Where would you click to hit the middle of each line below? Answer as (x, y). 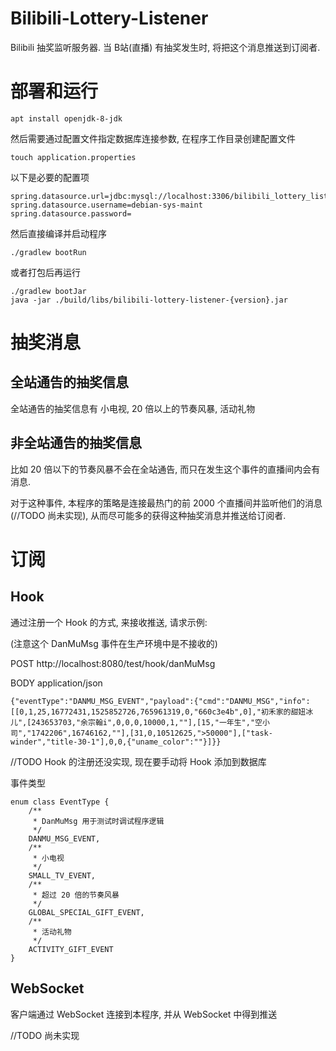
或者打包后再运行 (45, 272)
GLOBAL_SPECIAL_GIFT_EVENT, (86, 912)
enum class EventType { (60, 802)
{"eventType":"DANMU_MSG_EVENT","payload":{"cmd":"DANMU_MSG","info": (160, 701)
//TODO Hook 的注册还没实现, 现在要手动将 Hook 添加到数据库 (138, 761)
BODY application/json (56, 683)
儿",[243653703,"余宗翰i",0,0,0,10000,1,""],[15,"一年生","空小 (140, 722)
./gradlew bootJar (48, 291)
